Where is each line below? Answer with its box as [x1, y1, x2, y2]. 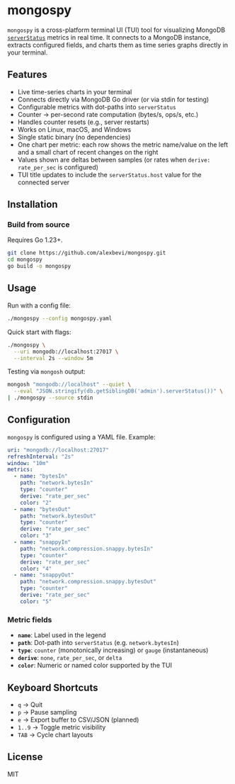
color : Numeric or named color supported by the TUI [17, 661, 172, 670]
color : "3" [20, 532, 52, 539]
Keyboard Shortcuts [7, 681, 98, 693]
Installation [7, 198, 58, 211]
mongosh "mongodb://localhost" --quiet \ [7, 381, 132, 388]
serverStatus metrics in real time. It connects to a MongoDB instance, [7, 33, 211, 41]
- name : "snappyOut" [13, 571, 74, 579]
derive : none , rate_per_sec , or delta [17, 654, 122, 662]
